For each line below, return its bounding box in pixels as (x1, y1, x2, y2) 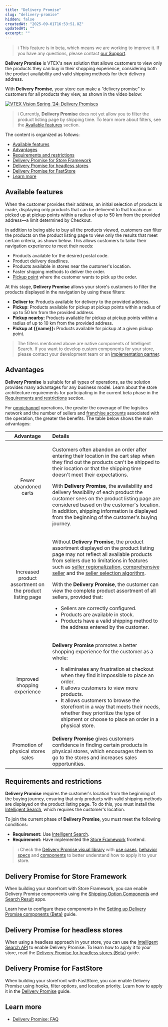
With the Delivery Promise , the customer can (52, 580, 159, 588)
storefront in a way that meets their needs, (60, 703, 160, 710)
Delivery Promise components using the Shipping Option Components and (5, 891, 158, 897)
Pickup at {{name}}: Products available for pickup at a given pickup (12, 325, 153, 331)
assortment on (10, 580, 45, 588)
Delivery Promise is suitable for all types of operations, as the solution (5, 379, 150, 385)
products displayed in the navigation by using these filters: (5, 289, 126, 295)
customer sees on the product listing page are (52, 495, 160, 502)
